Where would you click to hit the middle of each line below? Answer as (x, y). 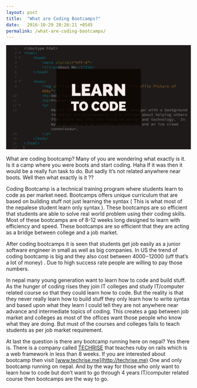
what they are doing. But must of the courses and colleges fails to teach (93, 323)
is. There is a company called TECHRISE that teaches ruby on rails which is (97, 347)
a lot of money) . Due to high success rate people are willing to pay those (94, 262)
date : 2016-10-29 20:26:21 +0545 (50, 25)
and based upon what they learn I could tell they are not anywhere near (92, 305)
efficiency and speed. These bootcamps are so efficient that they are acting (98, 226)
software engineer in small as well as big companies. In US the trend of (92, 250)
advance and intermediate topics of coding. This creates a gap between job (98, 311)
